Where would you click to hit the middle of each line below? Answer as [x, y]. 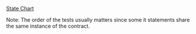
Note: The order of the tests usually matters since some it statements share [98, 20]
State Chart [20, 8]
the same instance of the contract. [48, 26]
